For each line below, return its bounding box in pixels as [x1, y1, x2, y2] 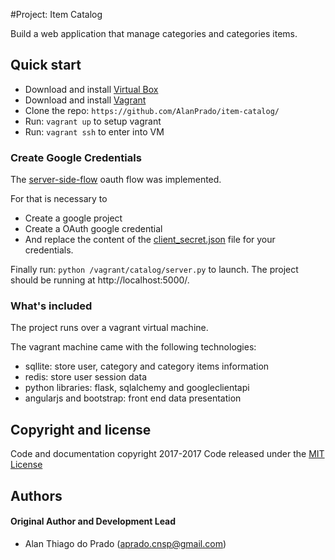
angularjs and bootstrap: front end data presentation [24, 392, 242, 404]
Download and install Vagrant [24, 94, 147, 106]
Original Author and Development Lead [10, 515, 177, 528]
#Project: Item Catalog [10, 9, 103, 20]
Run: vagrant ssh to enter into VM [24, 125, 165, 138]
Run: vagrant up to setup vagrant [24, 115, 162, 127]
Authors [10, 487, 63, 504]
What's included [10, 299, 93, 313]
